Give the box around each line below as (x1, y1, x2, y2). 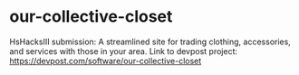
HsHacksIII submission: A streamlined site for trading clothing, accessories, (9, 36, 292, 47)
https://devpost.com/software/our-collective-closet (9, 55, 202, 66)
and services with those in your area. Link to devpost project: (9, 45, 238, 56)
